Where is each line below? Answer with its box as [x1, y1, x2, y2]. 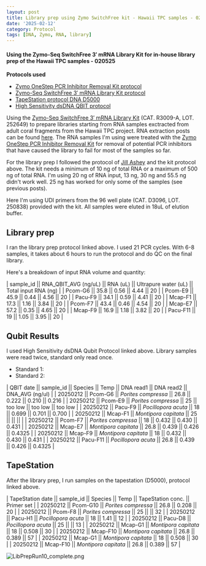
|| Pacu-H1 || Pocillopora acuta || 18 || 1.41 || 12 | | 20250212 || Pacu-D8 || [6, 514, 191, 522]
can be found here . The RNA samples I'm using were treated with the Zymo [6, 134, 197, 141]
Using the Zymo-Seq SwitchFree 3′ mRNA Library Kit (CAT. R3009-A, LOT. [6, 114, 194, 121]
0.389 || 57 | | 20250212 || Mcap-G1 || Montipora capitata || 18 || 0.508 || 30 [6, 534, 199, 541]
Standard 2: [15, 372, 45, 379]
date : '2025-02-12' [6, 20, 56, 26]
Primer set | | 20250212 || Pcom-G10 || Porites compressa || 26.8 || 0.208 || [6, 501, 197, 509]
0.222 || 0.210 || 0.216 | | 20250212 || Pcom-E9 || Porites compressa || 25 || [6, 397, 197, 404]
